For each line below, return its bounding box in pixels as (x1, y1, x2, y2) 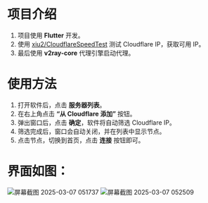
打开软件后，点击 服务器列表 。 (17, 100, 106, 109)
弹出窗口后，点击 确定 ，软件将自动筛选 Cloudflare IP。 (17, 118, 176, 127)
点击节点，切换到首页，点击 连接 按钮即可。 (17, 135, 145, 144)
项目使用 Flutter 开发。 (17, 31, 84, 39)
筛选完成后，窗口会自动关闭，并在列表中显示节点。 (17, 127, 166, 135)
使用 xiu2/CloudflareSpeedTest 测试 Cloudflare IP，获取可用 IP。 (17, 39, 205, 48)
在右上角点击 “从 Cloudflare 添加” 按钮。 (17, 109, 136, 118)
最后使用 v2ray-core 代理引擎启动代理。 (17, 49, 135, 57)
